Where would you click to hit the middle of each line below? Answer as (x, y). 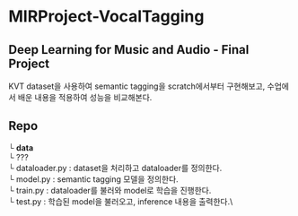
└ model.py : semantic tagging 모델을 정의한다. (93, 179)
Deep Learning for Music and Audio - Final (129, 50)
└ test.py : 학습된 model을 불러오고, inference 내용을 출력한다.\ (121, 201)
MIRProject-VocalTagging (106, 17)
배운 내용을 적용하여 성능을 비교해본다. (85, 97)
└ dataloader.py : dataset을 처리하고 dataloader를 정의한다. (115, 168)
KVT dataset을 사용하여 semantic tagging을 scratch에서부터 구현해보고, (137, 86)
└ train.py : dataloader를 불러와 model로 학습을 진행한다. (110, 190)
